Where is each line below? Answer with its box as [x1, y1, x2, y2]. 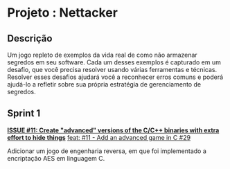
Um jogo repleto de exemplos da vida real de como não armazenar [7, 51, 197, 59]
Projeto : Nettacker [7, 5, 118, 21]
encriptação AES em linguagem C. [7, 154, 105, 162]
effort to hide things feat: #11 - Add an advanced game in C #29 [7, 133, 191, 141]
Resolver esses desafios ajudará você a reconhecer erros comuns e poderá [7, 73, 224, 81]
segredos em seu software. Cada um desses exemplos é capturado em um [7, 58, 222, 66]
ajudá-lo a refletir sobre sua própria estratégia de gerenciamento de [7, 80, 202, 88]
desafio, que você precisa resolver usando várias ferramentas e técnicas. [7, 66, 217, 73]
